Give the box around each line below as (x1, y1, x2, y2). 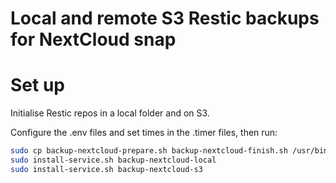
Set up (10, 74, 65, 97)
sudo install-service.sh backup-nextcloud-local (10, 155, 217, 165)
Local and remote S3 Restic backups (10, 7, 320, 30)
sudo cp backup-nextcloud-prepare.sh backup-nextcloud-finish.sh (10, 146, 288, 156)
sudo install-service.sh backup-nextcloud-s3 (10, 164, 203, 174)
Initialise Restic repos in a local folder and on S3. (10, 107, 210, 119)
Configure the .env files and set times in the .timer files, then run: (10, 127, 278, 139)
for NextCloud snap (10, 28, 177, 51)
